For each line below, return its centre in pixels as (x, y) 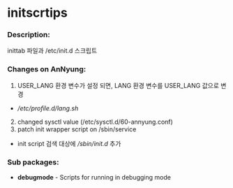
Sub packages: (33, 162)
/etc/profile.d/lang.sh (48, 108)
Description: (29, 35)
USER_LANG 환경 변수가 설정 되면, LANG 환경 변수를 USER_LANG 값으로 (118, 85)
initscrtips (37, 13)
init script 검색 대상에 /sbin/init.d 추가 (69, 143)
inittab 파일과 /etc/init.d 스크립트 (52, 51)
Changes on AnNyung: (47, 69)
